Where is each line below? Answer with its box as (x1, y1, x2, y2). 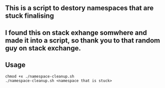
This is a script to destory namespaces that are (5, 4, 154, 12)
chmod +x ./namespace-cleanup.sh (5, 74, 75, 79)
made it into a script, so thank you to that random (5, 36, 161, 44)
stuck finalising (5, 12, 54, 20)
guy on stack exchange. (5, 44, 81, 52)
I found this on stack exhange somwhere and (5, 28, 148, 37)
